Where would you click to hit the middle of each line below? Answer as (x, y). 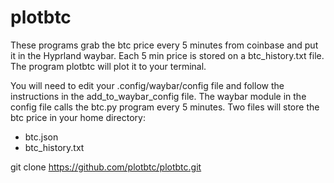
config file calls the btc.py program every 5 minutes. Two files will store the (165, 107)
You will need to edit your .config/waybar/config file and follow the (147, 85)
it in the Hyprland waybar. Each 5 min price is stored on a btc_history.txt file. (167, 55)
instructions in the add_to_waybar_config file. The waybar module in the (158, 96)
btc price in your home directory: (78, 117)
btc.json (41, 137)
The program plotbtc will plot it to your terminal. (108, 66)
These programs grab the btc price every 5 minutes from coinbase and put (164, 45)
